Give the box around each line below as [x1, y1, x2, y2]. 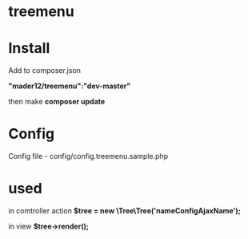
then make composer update [8, 97, 106, 107]
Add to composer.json [8, 66, 82, 75]
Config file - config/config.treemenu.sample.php [8, 152, 169, 161]
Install [8, 39, 50, 58]
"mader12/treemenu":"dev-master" [8, 81, 131, 91]
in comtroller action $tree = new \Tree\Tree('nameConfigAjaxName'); [8, 206, 242, 215]
